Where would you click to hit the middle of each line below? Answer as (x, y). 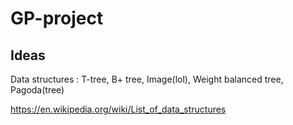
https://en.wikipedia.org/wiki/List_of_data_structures (118, 109)
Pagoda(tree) (37, 90)
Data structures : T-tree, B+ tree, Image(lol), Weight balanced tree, (147, 79)
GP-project (57, 18)
